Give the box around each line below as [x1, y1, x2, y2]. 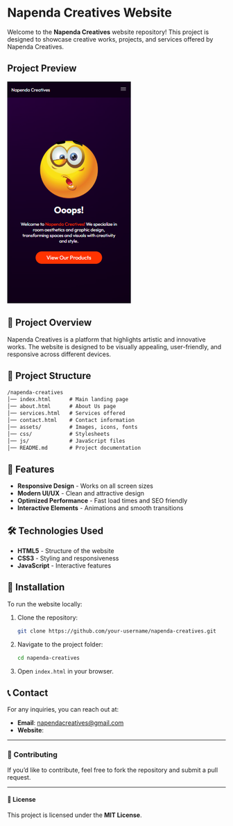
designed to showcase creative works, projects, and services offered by [7, 35, 214, 43]
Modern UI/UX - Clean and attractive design [17, 489, 144, 498]
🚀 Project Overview [7, 317, 92, 328]
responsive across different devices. [7, 350, 112, 358]
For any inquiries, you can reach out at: [7, 705, 119, 714]
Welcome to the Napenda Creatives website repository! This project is [7, 28, 209, 36]
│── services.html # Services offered [7, 410, 126, 417]
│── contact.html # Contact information [7, 417, 135, 424]
